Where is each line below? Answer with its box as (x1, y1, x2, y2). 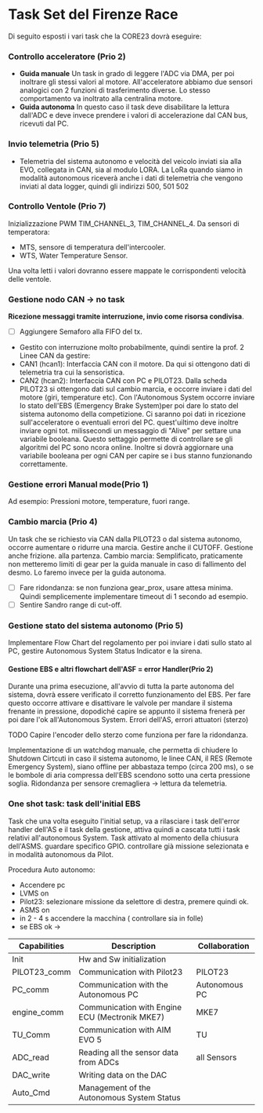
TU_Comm (12, 1029, 51, 1040)
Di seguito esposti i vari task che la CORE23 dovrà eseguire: (8, 31, 202, 41)
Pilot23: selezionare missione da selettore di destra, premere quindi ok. (19, 896, 249, 906)
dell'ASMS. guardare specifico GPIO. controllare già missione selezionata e (8, 841, 249, 851)
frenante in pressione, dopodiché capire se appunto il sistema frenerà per (8, 706, 246, 716)
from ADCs (78, 1056, 120, 1067)
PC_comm (12, 983, 49, 994)
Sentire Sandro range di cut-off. (19, 600, 122, 609)
